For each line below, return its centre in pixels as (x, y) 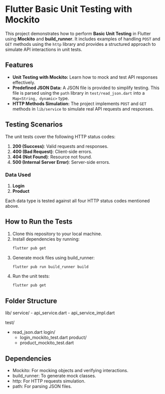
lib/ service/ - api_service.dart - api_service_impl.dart (60, 313)
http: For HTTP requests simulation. (49, 381)
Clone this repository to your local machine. (57, 234)
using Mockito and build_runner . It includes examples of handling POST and (83, 39)
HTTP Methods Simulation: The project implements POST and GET (79, 104)
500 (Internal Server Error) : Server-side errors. (61, 162)
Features (19, 65)
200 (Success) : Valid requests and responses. (60, 146)
